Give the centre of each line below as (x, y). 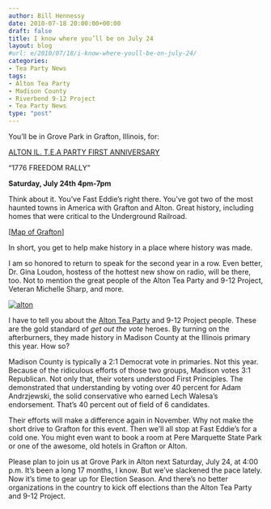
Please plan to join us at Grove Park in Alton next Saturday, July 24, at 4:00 (133, 462)
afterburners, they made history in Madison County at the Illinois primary (129, 337)
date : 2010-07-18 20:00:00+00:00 (65, 23)
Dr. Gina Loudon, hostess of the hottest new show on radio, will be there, (130, 272)
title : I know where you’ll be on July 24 (81, 38)
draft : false (30, 31)
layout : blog (30, 46)
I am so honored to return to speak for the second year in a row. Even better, (135, 263)
